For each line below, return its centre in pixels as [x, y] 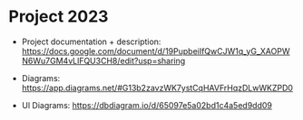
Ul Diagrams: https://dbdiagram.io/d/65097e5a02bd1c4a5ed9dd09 [147, 105]
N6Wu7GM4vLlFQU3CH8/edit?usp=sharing [103, 60]
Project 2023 [59, 17]
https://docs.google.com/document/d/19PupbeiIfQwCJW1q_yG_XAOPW [156, 51]
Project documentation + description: [91, 42]
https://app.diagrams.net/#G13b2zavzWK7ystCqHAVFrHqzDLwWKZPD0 [157, 88]
